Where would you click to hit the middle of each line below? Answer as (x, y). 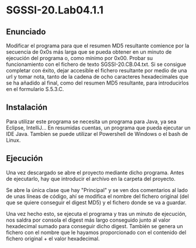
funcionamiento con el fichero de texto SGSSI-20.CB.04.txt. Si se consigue (96, 64)
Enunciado (26, 32)
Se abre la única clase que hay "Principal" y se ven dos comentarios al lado (97, 190)
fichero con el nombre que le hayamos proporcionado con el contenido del (96, 232)
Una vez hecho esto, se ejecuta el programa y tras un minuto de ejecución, (97, 214)
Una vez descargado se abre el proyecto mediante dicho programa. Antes (95, 172)
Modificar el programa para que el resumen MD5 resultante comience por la (98, 46)
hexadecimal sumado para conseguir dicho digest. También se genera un (94, 226)
